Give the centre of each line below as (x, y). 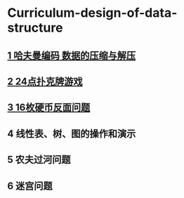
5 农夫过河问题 (39, 160)
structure (35, 28)
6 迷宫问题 (30, 186)
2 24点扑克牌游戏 (45, 81)
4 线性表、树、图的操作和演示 (72, 134)
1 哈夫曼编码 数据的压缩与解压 (71, 55)
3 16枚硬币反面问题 (49, 108)
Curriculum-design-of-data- (92, 13)
